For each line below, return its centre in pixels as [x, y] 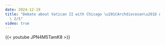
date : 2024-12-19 [23, 10]
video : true [17, 23]
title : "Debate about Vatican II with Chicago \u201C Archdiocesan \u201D [81, 14]
